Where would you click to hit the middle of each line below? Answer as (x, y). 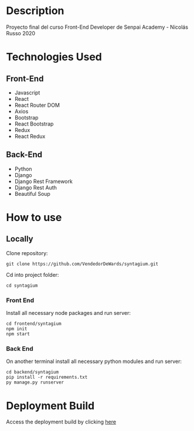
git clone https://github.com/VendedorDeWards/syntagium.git (82, 264)
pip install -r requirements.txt (47, 377)
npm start (18, 334)
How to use (34, 217)
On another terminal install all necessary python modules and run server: (94, 361)
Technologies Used (54, 57)
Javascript (27, 93)
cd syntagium (22, 286)
